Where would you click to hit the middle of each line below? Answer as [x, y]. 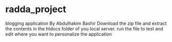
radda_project [36, 9]
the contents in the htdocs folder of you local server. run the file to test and [84, 28]
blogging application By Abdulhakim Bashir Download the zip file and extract [86, 23]
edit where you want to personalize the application [59, 34]
